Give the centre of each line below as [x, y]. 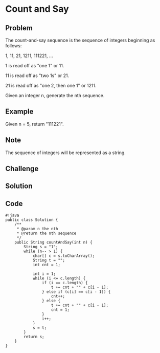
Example [19, 112]
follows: [14, 46]
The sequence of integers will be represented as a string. [66, 153]
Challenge [22, 169]
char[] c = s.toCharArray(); [64, 256]
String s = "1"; [41, 247]
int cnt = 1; [46, 265]
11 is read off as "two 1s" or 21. [37, 76]
